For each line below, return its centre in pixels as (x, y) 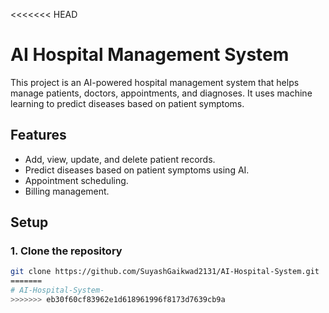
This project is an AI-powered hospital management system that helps (155, 82)
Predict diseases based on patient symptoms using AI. (137, 170)
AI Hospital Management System (150, 55)
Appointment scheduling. (76, 180)
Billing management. (67, 191)
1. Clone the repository (66, 251)
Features (38, 135)
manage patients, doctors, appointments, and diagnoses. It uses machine (161, 93)
